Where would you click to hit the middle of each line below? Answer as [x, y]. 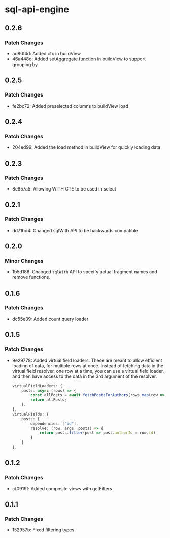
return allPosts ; [49, 400]
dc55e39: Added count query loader [50, 319]
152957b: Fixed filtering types [43, 530]
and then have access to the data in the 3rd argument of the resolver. [84, 376]
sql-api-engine [37, 9]
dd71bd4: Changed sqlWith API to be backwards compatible [75, 230]
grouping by [25, 64]
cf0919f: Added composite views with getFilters [62, 488]
